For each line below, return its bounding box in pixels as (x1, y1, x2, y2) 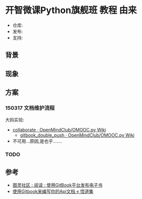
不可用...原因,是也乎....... (12, 138, 62, 144)
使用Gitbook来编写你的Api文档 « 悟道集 (12, 188, 94, 194)
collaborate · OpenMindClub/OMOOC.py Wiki (12, 127, 106, 133)
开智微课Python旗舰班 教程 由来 (5, 5, 137, 16)
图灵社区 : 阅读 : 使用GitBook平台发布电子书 (12, 182, 103, 188)
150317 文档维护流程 (5, 105, 55, 112)
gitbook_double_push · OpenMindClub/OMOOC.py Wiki (20, 132, 134, 138)
